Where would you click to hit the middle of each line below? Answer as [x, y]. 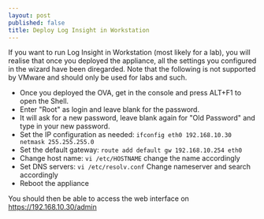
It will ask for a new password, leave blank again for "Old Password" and [138, 118]
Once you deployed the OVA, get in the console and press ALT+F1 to [130, 93]
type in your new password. [65, 126]
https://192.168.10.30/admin [52, 207]
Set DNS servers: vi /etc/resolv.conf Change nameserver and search [135, 167]
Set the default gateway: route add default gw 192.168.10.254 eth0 [131, 150]
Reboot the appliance [54, 184]
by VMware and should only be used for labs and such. [98, 78]
